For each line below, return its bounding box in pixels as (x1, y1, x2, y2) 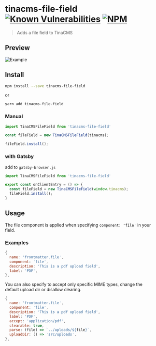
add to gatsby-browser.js (5, 164, 56, 170)
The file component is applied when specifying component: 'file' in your (5, 222, 151, 228)
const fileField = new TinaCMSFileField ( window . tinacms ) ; (9, 187, 129, 192)
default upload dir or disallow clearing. (5, 287, 82, 293)
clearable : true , (9, 323, 44, 328)
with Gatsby (5, 153, 34, 160)
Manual (5, 113, 23, 120)
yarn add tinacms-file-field (5, 102, 64, 107)
